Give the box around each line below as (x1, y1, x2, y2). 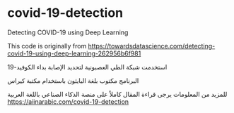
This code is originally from (7, 41, 87, 50)
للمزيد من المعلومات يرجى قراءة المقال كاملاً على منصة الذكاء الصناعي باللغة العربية (7, 90, 228, 98)
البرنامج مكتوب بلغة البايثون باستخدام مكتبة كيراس (7, 76, 139, 85)
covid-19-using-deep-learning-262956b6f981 (7, 49, 141, 58)
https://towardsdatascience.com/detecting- (88, 41, 216, 50)
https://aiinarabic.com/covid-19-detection (7, 97, 129, 106)
